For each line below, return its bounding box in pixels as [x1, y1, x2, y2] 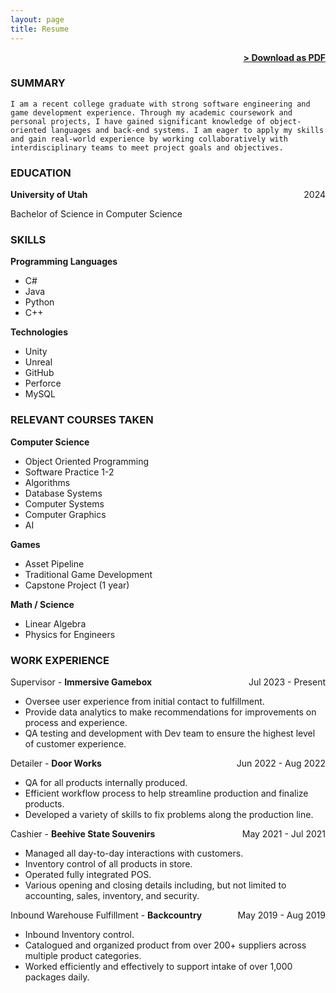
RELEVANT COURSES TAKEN [10, 413, 154, 427]
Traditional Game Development [24, 568, 153, 580]
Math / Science [10, 598, 75, 610]
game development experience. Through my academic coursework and [10, 107, 293, 118]
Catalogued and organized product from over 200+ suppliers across [24, 939, 307, 951]
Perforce [24, 377, 62, 390]
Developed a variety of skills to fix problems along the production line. [24, 808, 314, 820]
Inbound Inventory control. [24, 928, 135, 940]
